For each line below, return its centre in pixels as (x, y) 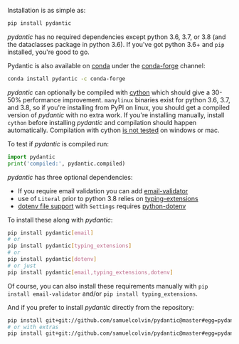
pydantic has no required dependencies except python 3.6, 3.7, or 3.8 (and (117, 37)
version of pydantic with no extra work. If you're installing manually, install (116, 115)
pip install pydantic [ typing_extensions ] (70, 246)
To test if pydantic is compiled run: (58, 144)
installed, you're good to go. (49, 52)
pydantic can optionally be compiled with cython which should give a (109, 92)
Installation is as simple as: (47, 10)
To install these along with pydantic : (60, 220)
